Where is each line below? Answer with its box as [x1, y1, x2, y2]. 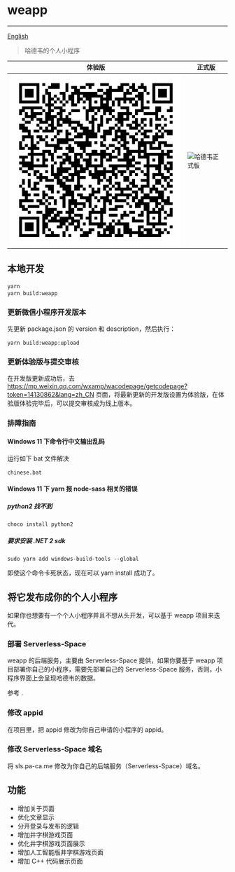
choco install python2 [7, 521, 73, 528]
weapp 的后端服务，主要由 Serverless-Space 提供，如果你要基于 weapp [7, 656, 215, 665]
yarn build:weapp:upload [7, 339, 80, 347]
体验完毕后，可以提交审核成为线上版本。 [19, 399, 136, 408]
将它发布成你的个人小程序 [7, 591, 117, 603]
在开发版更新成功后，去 [7, 374, 75, 383]
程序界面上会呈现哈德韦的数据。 [7, 674, 99, 682]
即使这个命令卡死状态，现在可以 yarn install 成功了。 [7, 568, 159, 577]
